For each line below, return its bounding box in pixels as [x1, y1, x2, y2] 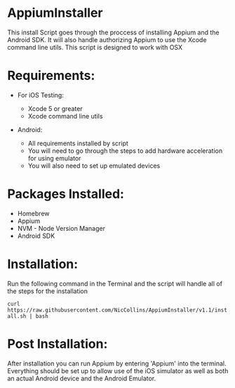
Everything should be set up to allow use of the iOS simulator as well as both [7, 366, 229, 375]
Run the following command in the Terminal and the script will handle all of [7, 279, 223, 288]
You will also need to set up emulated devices [27, 161, 161, 170]
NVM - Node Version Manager [17, 224, 106, 232]
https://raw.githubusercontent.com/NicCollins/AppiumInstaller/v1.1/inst [7, 307, 228, 314]
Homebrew [17, 209, 50, 218]
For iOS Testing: [17, 91, 65, 99]
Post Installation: [7, 335, 108, 352]
